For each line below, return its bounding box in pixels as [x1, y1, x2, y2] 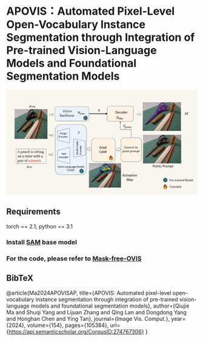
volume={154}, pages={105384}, [27, 322, 109, 329]
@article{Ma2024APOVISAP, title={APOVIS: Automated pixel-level [6, 289, 171, 297]
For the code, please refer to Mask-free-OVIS [6, 254, 142, 263]
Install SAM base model [6, 238, 78, 246]
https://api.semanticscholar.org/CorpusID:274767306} [8, 328, 144, 335]
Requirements [6, 207, 61, 217]
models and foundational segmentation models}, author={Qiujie [30, 302, 190, 309]
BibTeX [6, 273, 33, 283]
